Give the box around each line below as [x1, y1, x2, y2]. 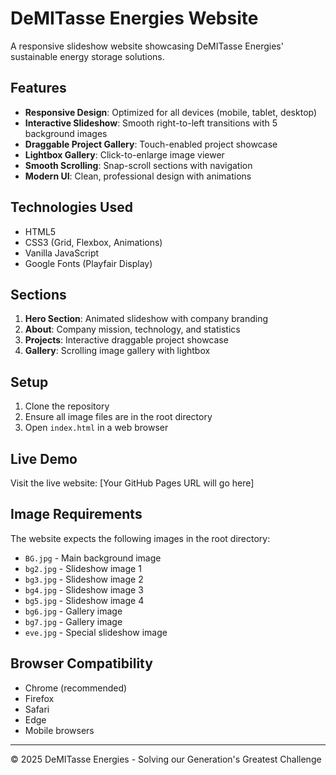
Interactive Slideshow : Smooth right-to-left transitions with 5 [24, 117, 278, 129]
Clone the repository [24, 400, 110, 412]
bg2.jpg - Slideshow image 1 [24, 562, 142, 574]
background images [24, 127, 108, 139]
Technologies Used [10, 199, 133, 216]
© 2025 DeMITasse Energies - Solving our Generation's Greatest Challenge [10, 753, 322, 765]
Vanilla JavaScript [24, 247, 100, 259]
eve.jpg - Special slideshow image [24, 626, 168, 638]
